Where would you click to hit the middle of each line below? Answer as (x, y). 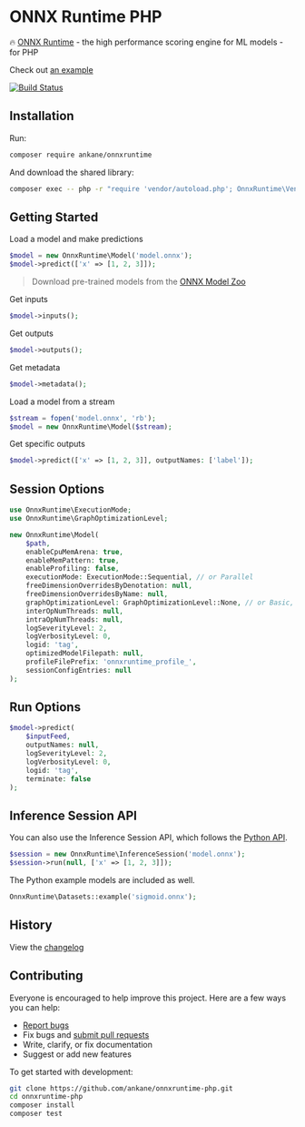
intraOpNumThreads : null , (75, 619)
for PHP (24, 52)
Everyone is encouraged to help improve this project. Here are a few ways (148, 998)
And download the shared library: (72, 172)
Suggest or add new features (77, 1054)
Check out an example (51, 69)
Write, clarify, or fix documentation (87, 1044)
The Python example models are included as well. (102, 880)
